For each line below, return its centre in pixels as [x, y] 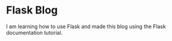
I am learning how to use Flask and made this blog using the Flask [86, 26]
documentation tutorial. [34, 32]
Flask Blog [32, 10]
